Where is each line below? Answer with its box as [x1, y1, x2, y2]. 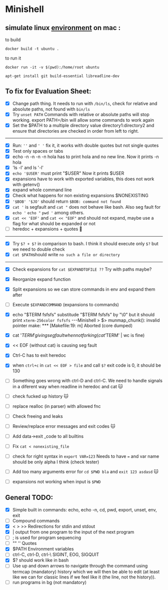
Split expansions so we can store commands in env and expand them [12, 286, 155, 292]
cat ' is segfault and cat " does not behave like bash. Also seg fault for [12, 204, 161, 210]
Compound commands [12, 517, 60, 523]
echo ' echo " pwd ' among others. [12, 209, 84, 216]
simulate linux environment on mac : [5, 24, 121, 32]
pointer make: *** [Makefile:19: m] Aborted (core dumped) [12, 323, 133, 329]
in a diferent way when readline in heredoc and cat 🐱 [12, 383, 123, 389]
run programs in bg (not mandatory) [12, 579, 86, 585]
